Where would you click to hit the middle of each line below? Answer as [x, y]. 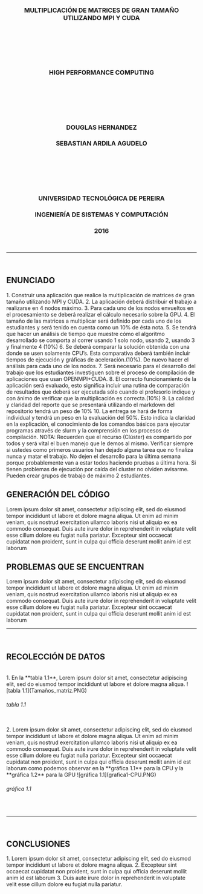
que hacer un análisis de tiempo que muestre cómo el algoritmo [85, 334]
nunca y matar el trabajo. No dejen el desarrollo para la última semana [94, 456]
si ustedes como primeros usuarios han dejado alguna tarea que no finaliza [100, 449]
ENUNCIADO [31, 281]
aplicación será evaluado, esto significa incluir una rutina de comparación [98, 385]
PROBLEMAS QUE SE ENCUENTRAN [75, 567]
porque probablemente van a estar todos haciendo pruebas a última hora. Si [101, 462]
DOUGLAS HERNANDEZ [101, 127]
